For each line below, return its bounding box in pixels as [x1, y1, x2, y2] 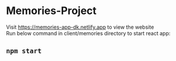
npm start [6, 47, 42, 55]
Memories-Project [6, 4, 97, 18]
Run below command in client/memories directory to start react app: [6, 29, 171, 36]
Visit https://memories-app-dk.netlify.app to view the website [6, 23, 154, 30]
